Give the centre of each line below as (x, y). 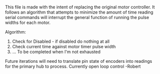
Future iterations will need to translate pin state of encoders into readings (79, 61)
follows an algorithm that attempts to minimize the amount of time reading (79, 12)
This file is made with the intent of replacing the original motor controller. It (80, 7)
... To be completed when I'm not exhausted (56, 52)
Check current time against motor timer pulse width (64, 46)
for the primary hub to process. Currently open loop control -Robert (73, 66)
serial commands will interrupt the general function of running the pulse (77, 17)
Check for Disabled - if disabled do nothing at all (61, 41)
